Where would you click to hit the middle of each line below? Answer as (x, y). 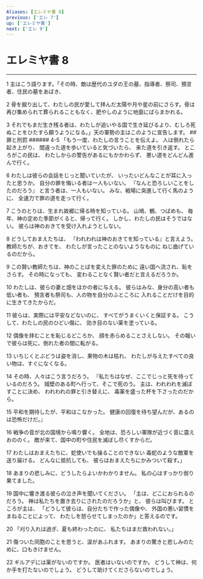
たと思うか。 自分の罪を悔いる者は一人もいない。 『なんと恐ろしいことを (98, 183)
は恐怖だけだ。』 (26, 419)
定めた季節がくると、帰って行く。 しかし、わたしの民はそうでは (107, 219)
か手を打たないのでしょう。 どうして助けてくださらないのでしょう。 (91, 570)
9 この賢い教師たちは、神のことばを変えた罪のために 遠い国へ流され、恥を (99, 267)
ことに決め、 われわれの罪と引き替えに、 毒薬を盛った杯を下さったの (97, 392)
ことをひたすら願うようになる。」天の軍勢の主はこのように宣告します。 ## (104, 132)
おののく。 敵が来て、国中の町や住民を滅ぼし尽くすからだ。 (81, 440)
